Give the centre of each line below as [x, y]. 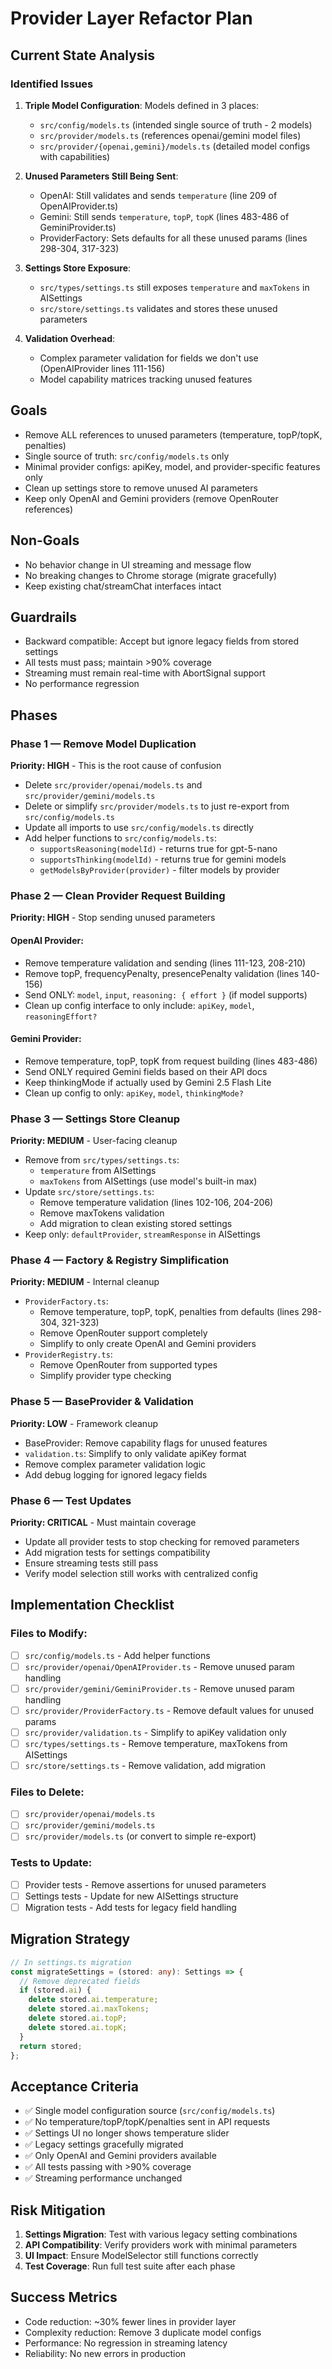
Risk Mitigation [58, 2210]
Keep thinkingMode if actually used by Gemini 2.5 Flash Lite [148, 1082]
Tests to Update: [51, 1863]
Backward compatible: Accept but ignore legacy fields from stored [162, 641]
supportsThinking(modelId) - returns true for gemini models [163, 859]
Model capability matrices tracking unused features [146, 379]
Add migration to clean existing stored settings [136, 1223]
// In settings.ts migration [71, 1962]
